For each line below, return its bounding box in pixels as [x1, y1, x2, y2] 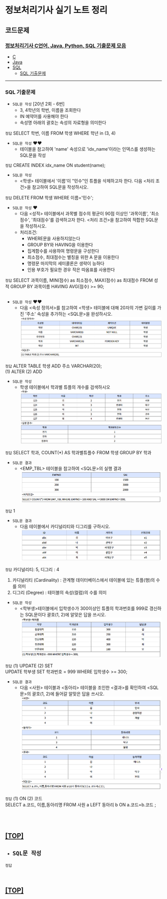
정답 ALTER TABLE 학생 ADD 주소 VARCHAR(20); [5, 362, 102, 369]
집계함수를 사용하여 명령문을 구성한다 [27, 248, 99, 254]
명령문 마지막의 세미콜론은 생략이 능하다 [27, 260, 104, 267]
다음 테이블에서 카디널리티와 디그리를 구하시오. [19, 523, 110, 529]
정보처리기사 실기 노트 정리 [5, 4, 108, 16]
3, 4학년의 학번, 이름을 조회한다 [19, 107, 81, 113]
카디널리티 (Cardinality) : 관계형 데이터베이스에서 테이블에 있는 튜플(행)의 [12, 577, 155, 583]
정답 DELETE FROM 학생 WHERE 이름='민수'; [5, 195, 93, 201]
